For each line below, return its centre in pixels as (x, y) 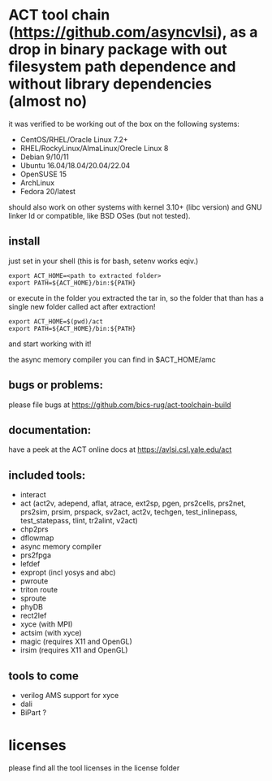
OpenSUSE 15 (43, 174)
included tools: (47, 475)
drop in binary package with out (118, 50)
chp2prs (34, 529)
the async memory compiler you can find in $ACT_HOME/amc (112, 359)
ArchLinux (37, 182)
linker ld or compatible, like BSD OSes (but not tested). (99, 215)
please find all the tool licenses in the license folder (94, 768)
